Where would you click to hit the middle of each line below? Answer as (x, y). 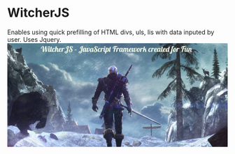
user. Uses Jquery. (34, 39)
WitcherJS (38, 13)
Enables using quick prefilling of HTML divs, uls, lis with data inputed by (111, 32)
